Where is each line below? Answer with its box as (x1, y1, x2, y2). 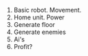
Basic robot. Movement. (13, 6, 82, 14)
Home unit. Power (13, 13, 65, 21)
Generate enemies (13, 28, 67, 36)
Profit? (13, 43, 33, 50)
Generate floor (13, 21, 56, 28)
